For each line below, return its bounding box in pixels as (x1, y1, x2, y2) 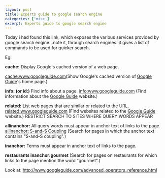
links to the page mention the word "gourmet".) (5, 158, 101, 164)
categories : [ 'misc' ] (5, 16, 50, 21)
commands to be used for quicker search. (5, 45, 90, 51)
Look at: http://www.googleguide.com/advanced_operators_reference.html (5, 167, 157, 173)
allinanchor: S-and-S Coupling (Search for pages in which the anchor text (5, 128, 155, 134)
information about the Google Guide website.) (5, 93, 98, 99)
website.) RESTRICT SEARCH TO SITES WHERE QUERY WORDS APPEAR (5, 114, 153, 119)
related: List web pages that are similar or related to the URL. (5, 103, 129, 109)
